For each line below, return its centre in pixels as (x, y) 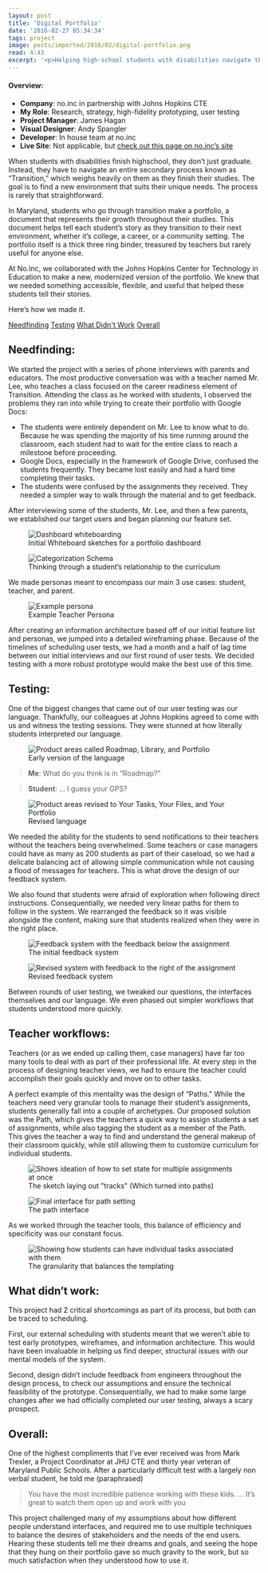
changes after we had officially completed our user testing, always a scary (131, 1401)
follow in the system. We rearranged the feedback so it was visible (118, 911)
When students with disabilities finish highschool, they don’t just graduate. (130, 161)
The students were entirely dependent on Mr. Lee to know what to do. (134, 427)
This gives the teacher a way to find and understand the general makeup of (132, 1136)
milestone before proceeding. (68, 453)
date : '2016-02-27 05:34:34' (57, 30)
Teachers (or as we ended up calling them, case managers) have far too (126, 1053)
